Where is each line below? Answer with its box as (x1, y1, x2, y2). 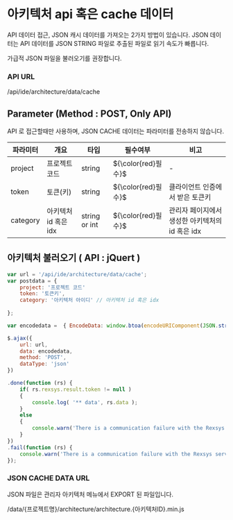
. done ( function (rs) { (7, 380, 73, 387)
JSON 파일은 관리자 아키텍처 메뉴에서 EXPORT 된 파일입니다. (7, 490, 174, 498)
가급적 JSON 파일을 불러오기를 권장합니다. (7, 53, 123, 62)
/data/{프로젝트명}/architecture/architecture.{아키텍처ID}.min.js (7, 505, 185, 513)
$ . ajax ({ (7, 335, 33, 342)
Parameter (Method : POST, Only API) (7, 108, 172, 119)
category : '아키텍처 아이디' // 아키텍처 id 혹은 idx (19, 296, 159, 304)
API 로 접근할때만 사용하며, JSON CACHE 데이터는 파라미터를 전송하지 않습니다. (7, 127, 225, 135)
